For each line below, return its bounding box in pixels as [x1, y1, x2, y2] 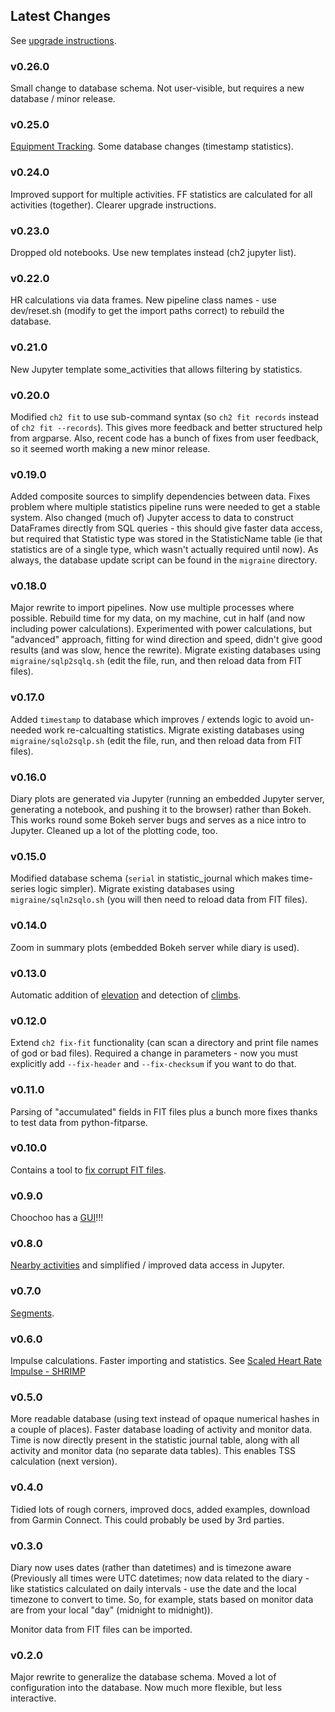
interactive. [10, 1692, 57, 1704]
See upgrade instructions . [10, 34, 117, 46]
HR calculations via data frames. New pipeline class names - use [10, 294, 278, 306]
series [10, 883, 36, 895]
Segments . [10, 1307, 55, 1319]
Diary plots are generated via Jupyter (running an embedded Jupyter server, [10, 793, 325, 805]
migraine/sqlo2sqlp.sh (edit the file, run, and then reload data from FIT [10, 734, 303, 746]
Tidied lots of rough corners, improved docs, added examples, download [10, 1503, 311, 1515]
